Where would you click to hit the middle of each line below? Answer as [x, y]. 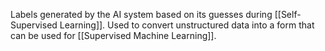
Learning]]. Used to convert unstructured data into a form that [187, 25]
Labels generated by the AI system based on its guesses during [141, 14]
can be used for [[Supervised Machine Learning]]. [113, 35]
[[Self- [288, 14]
